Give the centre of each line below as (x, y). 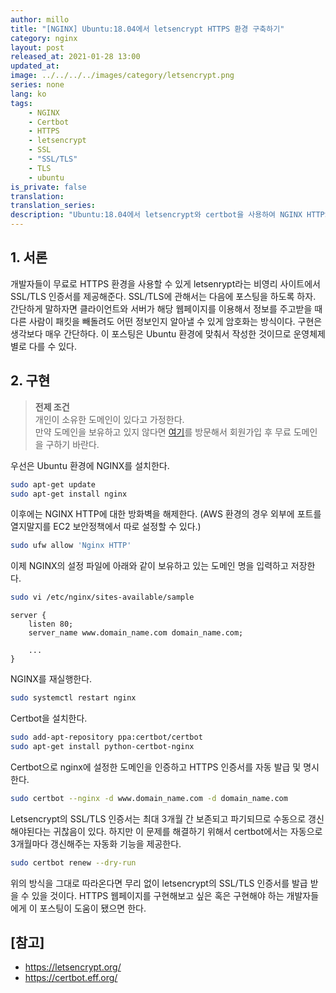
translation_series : (53, 206)
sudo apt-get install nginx (69, 494)
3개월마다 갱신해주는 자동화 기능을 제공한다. (96, 843)
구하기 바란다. (72, 444)
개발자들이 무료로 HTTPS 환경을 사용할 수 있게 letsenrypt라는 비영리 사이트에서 (165, 283)
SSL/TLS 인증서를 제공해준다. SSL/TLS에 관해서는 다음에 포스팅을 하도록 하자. (163, 296)
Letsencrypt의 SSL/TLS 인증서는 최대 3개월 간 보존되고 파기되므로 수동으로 (158, 818)
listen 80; (51, 624)
